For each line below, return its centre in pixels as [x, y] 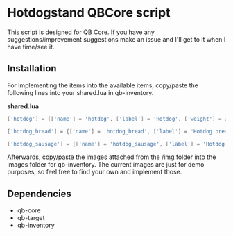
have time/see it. [31, 47]
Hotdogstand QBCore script [89, 13]
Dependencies [39, 193]
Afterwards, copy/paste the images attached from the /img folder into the [112, 157]
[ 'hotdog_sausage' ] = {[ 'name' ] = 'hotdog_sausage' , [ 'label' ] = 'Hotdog [116, 144]
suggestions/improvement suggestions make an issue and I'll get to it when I [116, 39]
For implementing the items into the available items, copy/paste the [103, 85]
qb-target [31, 218]
